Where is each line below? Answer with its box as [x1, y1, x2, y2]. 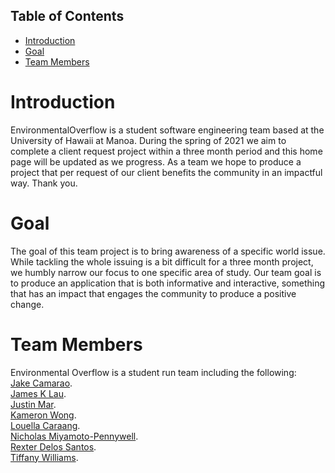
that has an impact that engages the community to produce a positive [10, 287, 297, 299]
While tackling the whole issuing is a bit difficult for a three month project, [10, 255, 314, 268]
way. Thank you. [10, 177, 78, 189]
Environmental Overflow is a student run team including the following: [10, 366, 297, 378]
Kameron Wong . [10, 409, 77, 421]
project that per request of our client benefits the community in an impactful [10, 166, 323, 178]
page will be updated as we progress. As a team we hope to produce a [10, 155, 302, 168]
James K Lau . [10, 387, 67, 399]
